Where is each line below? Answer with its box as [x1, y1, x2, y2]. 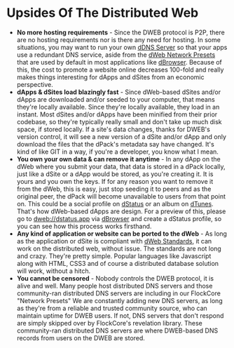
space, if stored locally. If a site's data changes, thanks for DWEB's [16, 125, 211, 133]
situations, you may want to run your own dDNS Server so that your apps [16, 43, 228, 51]
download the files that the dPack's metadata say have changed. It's [16, 140, 214, 148]
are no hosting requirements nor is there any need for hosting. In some [16, 35, 221, 43]
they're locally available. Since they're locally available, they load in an [16, 102, 220, 111]
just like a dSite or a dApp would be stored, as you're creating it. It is [16, 170, 214, 178]
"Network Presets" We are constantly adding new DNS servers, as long [16, 296, 223, 304]
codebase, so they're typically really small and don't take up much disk [16, 117, 222, 126]
